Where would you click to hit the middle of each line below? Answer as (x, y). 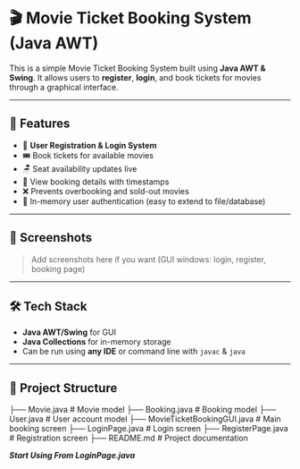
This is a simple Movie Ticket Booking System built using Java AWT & (137, 68)
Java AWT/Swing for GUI (69, 332)
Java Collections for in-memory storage (96, 342)
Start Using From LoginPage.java (72, 456)
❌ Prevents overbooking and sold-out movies (105, 191)
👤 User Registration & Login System (89, 145)
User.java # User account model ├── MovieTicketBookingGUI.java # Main (145, 419)
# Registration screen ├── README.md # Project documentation (129, 438)
